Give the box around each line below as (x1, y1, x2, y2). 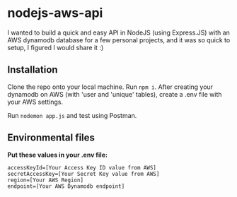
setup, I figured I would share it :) (7, 43, 104, 52)
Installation (7, 64, 58, 76)
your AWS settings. (7, 97, 64, 106)
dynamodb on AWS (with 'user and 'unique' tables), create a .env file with (7, 90, 222, 98)
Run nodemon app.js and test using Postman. (7, 111, 137, 119)
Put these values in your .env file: (7, 150, 108, 159)
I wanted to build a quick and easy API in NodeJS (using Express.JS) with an (7, 28, 230, 37)
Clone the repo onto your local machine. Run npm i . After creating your (7, 83, 214, 91)
